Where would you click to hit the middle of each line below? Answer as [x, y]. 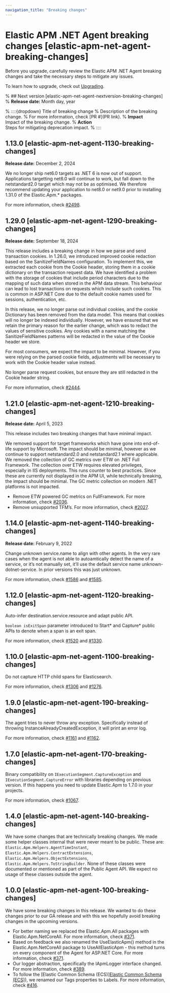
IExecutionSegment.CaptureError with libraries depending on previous [78, 780]
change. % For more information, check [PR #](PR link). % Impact [74, 116]
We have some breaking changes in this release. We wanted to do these [81, 910]
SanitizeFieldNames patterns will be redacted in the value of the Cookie [80, 337]
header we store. [23, 342]
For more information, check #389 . [49, 969]
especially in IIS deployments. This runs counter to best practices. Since [81, 470]
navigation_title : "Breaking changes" [46, 10]
